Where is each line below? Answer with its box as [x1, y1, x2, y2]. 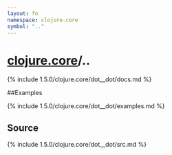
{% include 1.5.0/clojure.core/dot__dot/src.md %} [7, 141, 147, 149]
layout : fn [7, 10, 39, 17]
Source [7, 122, 39, 134]
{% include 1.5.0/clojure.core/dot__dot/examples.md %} [7, 102, 165, 110]
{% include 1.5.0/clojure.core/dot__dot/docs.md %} [7, 75, 152, 83]
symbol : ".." [7, 23, 45, 30]
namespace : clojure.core [7, 17, 78, 23]
